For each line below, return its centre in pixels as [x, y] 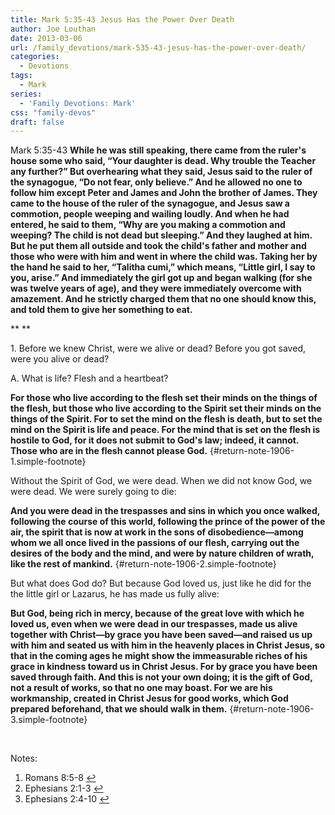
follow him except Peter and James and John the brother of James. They [164, 193]
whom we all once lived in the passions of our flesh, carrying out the [155, 543]
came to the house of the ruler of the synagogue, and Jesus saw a [150, 203]
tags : [21, 76]
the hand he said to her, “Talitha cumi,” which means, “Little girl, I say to [163, 267]
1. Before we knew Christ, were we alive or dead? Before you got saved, [158, 348]
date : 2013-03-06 [46, 38]
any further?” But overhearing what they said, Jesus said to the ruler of [161, 172]
